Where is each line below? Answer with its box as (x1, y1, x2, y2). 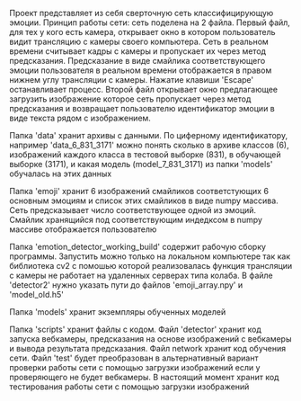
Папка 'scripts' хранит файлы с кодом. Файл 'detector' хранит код (9, 324, 262, 334)
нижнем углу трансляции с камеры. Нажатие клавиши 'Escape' (9, 75, 254, 85)
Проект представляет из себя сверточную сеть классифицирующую (9, 8, 274, 18)
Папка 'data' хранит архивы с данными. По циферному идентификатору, (9, 130, 288, 140)
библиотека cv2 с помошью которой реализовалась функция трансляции (9, 261, 293, 271)
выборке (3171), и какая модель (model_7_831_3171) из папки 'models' (9, 159, 273, 169)
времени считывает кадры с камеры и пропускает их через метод (9, 46, 267, 57)
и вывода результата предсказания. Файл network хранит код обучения (9, 343, 287, 353)
